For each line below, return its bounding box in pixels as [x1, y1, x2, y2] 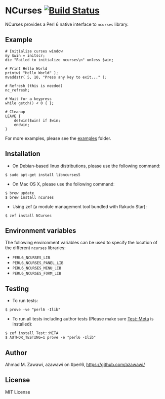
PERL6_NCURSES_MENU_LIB [12, 266, 62, 271]
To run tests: [12, 298, 38, 304]
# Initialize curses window [5, 48, 63, 54]
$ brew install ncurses [5, 195, 54, 200]
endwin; [14, 122, 30, 127]
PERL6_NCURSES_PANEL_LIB [12, 261, 64, 266]
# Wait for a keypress [5, 96, 52, 101]
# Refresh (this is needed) [5, 83, 63, 89]
